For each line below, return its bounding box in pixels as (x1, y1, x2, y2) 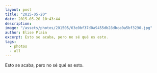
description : (5, 21, 32, 26)
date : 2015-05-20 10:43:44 (5, 16, 60, 21)
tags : (5, 39, 16, 44)
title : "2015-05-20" (5, 12, 48, 17)
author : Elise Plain (5, 30, 48, 35)
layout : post (5, 7, 32, 12)
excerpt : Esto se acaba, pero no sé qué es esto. (5, 35, 109, 40)
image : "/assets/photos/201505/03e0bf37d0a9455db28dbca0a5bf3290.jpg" (5, 26, 153, 31)
